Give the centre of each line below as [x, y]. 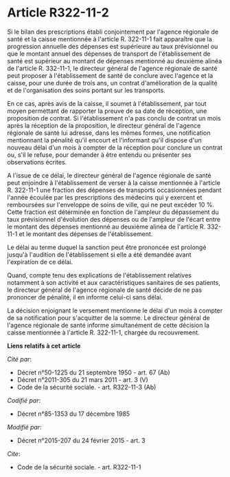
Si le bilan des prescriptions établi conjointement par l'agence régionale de [113, 32]
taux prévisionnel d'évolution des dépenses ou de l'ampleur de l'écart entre [114, 219]
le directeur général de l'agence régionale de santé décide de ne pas [105, 290]
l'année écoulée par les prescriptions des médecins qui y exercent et [105, 197]
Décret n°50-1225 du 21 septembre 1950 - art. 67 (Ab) [93, 372]
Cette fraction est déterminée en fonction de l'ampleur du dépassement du [113, 212]
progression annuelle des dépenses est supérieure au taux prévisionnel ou [113, 46]
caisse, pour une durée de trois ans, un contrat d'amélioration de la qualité [112, 83]
